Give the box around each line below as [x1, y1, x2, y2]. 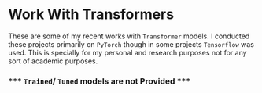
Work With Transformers [8, 5, 175, 23]
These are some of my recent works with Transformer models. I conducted [8, 31, 250, 41]
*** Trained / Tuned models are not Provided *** [8, 76, 191, 87]
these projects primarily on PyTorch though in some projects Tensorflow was [8, 39, 254, 48]
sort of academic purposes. [8, 56, 98, 66]
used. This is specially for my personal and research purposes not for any [8, 48, 247, 57]
